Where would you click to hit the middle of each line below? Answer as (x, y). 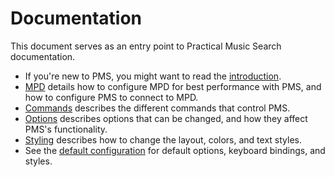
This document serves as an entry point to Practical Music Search (146, 46)
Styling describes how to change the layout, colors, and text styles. (163, 139)
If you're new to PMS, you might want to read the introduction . (153, 76)
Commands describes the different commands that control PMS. (157, 108)
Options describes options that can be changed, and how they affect (166, 118)
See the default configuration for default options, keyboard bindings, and (175, 150)
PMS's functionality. (66, 129)
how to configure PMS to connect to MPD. (111, 97)
